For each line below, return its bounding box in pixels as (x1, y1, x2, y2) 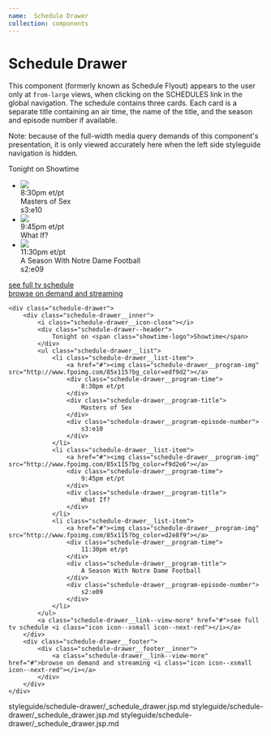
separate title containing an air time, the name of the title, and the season (8, 107, 253, 117)
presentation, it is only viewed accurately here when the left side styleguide (8, 139, 261, 150)
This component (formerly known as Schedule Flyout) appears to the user (8, 81, 256, 91)
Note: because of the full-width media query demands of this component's (8, 131, 259, 141)
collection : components (8, 19, 89, 28)
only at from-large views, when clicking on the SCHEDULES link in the (8, 90, 243, 100)
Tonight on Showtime (8, 164, 80, 174)
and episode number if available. (8, 115, 118, 126)
